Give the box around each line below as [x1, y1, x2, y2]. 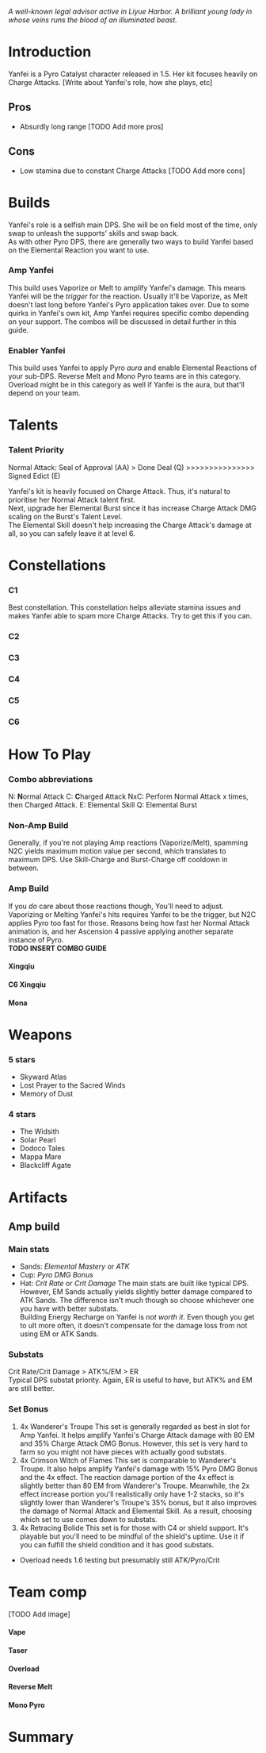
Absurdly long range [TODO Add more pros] [19, 121, 164, 131]
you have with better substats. [19, 1304, 119, 1313]
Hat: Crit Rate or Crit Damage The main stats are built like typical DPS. [19, 1278, 249, 1289]
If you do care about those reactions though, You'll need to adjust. [8, 901, 224, 911]
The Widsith [19, 1127, 59, 1136]
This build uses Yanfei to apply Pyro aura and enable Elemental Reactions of [8, 363, 257, 372]
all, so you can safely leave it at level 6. [8, 528, 136, 538]
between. [8, 863, 40, 873]
